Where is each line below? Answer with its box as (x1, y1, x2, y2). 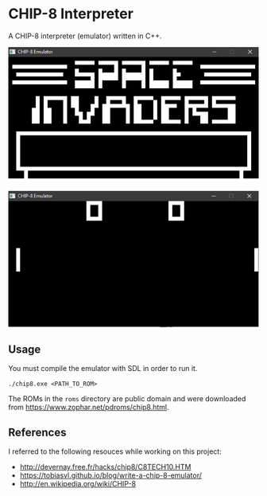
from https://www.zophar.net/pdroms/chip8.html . (8, 403, 169, 412)
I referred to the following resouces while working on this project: (8, 447, 222, 456)
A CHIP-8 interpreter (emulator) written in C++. (8, 31, 162, 41)
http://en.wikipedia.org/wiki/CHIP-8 (19, 479, 137, 489)
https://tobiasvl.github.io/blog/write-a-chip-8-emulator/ (19, 471, 203, 480)
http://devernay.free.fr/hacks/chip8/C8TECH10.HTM (19, 463, 192, 472)
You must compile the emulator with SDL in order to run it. (8, 364, 198, 373)
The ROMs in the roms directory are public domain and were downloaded (8, 394, 246, 404)
